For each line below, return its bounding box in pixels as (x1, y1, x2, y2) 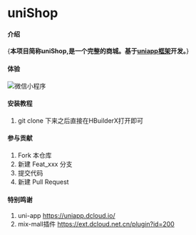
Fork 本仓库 (17, 151, 52, 159)
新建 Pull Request (17, 177, 69, 186)
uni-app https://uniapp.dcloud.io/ (17, 212, 115, 220)
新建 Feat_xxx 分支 (17, 160, 73, 168)
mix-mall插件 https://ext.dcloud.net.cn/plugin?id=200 (17, 220, 175, 229)
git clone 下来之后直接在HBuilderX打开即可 (17, 116, 144, 125)
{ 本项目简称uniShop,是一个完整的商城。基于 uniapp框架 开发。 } (7, 47, 190, 55)
